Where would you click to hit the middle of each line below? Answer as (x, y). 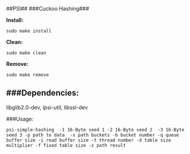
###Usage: (20, 119)
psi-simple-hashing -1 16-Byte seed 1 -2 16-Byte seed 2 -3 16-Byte (95, 130)
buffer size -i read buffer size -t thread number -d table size (88, 140)
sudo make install (29, 31)
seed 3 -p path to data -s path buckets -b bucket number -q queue (93, 135)
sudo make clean (26, 53)
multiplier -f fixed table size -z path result (66, 145)
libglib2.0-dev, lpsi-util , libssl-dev (47, 107)
